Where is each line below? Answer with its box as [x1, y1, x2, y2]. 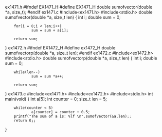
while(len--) [14, 70, 40, 75]
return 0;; [14, 118, 36, 123]
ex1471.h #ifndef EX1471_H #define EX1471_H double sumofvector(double [5, 4, 153, 10]
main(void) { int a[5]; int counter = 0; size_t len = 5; [5, 96, 107, 102]
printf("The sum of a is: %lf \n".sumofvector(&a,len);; [14, 114, 132, 119]
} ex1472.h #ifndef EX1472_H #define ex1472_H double [5, 45, 116, 50]
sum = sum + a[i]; [31, 28, 69, 33]
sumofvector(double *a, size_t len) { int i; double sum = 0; [5, 15, 121, 20]
